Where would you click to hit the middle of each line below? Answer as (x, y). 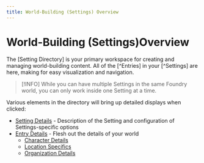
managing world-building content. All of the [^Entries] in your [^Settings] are (102, 65)
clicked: (16, 109)
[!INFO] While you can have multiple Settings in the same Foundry (104, 84)
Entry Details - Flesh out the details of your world (77, 133)
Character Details (46, 140)
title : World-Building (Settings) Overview (63, 12)
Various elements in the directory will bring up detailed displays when (94, 102)
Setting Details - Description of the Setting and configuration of (95, 120)
